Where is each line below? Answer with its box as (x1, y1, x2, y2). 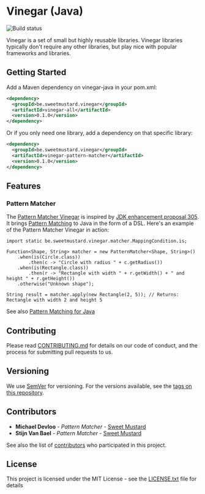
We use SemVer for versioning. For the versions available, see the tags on (6, 382, 192, 390)
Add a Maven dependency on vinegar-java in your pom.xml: (6, 83, 157, 91)
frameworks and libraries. (6, 49, 72, 56)
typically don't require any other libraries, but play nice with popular (6, 43, 177, 50)
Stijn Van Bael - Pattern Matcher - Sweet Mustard (15, 429, 142, 436)
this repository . (6, 389, 45, 396)
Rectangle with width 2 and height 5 (6, 297, 103, 303)
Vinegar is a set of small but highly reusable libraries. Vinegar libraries (6, 36, 183, 44)
